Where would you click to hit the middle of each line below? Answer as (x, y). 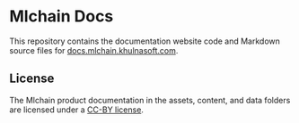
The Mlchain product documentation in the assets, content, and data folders (150, 100)
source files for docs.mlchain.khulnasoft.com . (94, 50)
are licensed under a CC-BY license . (76, 110)
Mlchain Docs (62, 16)
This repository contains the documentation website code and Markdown (145, 41)
